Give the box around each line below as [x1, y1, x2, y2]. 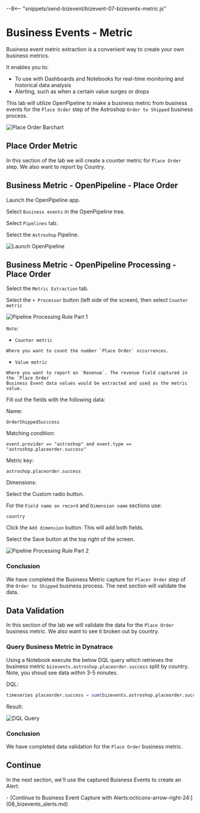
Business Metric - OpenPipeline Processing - [6, 260, 177, 270]
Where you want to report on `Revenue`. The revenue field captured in [6, 370, 187, 376]
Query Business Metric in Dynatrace [6, 643, 113, 651]
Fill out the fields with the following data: [6, 396, 105, 404]
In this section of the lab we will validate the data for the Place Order [6, 621, 174, 629]
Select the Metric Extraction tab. [6, 285, 89, 292]
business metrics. [6, 52, 50, 59]
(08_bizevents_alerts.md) [6, 800, 68, 808]
